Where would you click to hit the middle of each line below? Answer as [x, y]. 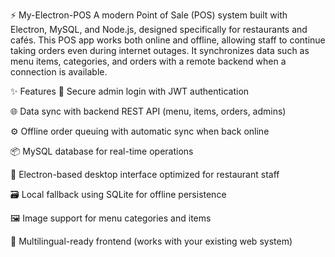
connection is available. [59, 72]
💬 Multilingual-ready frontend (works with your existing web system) [151, 241]
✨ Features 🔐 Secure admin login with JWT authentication [130, 91]
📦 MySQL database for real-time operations [102, 151]
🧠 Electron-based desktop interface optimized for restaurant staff [145, 174]
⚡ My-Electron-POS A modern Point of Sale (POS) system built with [149, 15]
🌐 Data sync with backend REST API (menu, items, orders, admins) [148, 111]
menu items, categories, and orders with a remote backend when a [148, 61]
